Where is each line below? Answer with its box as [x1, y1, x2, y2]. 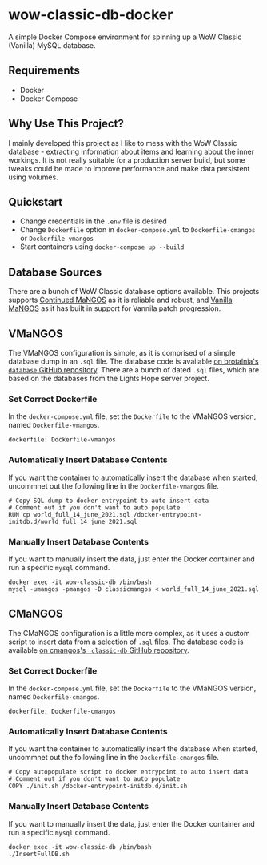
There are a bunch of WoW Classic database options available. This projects [8, 287, 260, 296]
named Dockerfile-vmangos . [8, 420, 100, 430]
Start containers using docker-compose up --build [19, 242, 185, 251]
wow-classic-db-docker [8, 6, 173, 24]
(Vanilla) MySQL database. [8, 40, 96, 50]
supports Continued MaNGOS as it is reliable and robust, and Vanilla [8, 295, 233, 305]
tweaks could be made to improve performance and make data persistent [8, 163, 250, 173]
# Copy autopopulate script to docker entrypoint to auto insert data [8, 768, 249, 776]
